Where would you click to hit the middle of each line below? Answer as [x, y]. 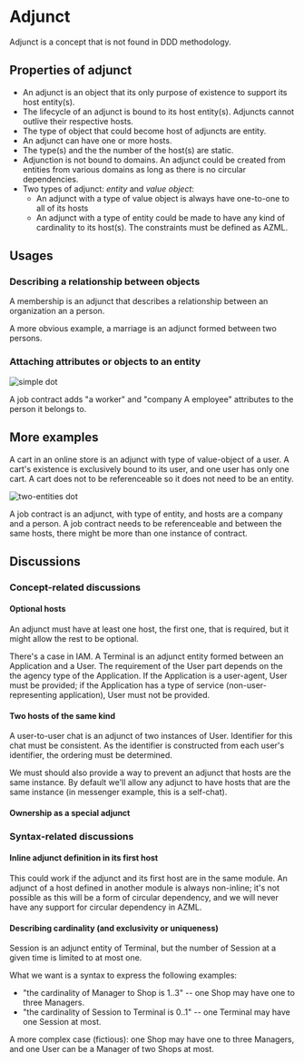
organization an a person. [57, 311]
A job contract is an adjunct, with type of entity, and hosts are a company [146, 514]
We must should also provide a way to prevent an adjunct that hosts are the [151, 773]
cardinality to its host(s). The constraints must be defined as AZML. [162, 227]
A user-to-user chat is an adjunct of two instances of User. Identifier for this [151, 736]
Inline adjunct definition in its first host [84, 858]
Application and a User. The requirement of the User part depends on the [146, 666]
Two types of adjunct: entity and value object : [108, 189]
